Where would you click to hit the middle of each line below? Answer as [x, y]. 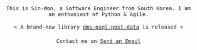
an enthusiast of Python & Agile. [99, 14]
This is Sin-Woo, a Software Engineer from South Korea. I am [99, 8]
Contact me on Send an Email [99, 41]
